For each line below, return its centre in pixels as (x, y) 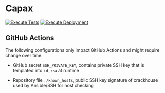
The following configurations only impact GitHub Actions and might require (82, 50)
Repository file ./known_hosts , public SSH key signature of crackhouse (85, 80)
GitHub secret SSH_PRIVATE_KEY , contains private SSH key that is (78, 65)
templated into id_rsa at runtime (46, 70)
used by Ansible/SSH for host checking (53, 85)
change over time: (24, 55)
